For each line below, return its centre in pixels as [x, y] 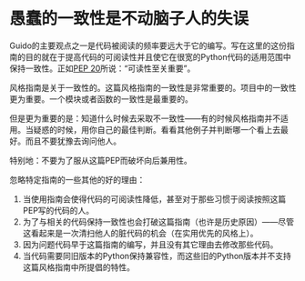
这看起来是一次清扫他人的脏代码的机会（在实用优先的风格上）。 [140, 233]
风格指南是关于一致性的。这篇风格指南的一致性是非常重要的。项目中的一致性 [153, 87]
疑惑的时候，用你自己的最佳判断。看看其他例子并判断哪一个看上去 [157, 129]
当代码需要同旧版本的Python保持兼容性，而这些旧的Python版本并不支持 [157, 256]
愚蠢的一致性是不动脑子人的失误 [129, 19]
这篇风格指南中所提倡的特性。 [78, 267]
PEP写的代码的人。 [58, 210]
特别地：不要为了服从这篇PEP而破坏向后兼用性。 [101, 160]
